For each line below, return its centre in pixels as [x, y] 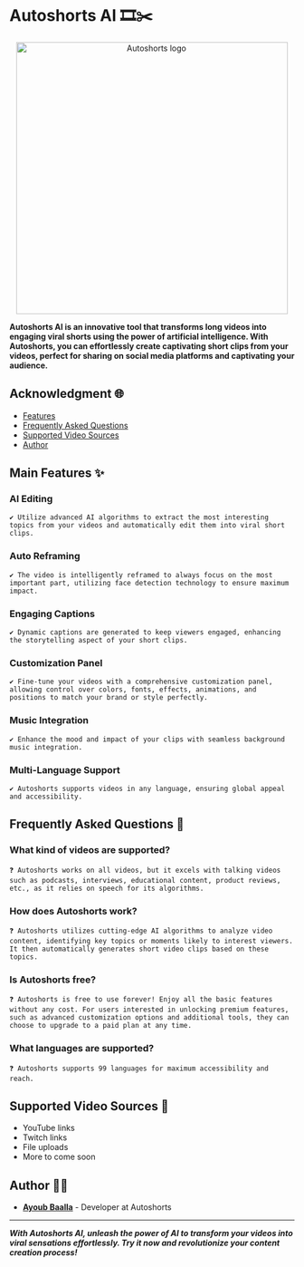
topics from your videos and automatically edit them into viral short [147, 526]
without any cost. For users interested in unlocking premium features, [149, 1010]
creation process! [43, 1252]
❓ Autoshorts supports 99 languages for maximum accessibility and [139, 1069]
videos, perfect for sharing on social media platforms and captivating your [152, 355]
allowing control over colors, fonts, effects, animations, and [133, 690]
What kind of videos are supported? [90, 850]
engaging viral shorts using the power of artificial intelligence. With [139, 336]
